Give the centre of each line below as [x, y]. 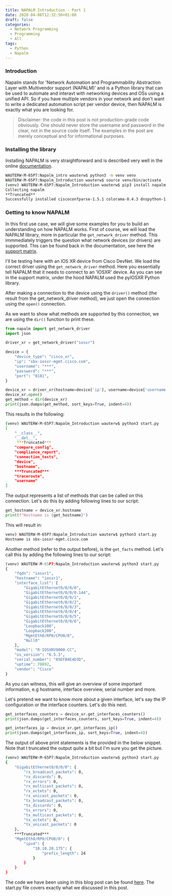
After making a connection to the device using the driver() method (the [81, 293]
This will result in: [24, 525]
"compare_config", [34, 447]
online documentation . [29, 166]
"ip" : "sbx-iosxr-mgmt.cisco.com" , [52, 362]
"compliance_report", [37, 452]
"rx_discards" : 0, [43, 777]
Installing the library [31, 149]
